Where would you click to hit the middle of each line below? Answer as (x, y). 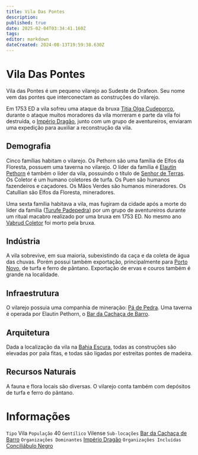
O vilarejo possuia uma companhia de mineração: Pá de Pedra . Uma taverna (99, 307)
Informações (38, 417)
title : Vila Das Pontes (36, 12)
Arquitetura (28, 333)
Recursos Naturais (41, 372)
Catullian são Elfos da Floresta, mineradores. (61, 192)
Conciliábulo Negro (30, 445)
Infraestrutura (33, 293)
